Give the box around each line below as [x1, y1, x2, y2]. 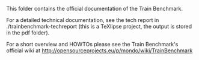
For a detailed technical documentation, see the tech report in [6, 17, 159, 23]
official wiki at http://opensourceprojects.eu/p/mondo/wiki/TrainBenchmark [6, 47, 193, 54]
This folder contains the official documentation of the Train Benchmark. [6, 5, 183, 12]
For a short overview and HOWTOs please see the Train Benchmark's [6, 41, 179, 48]
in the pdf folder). [6, 29, 50, 36]
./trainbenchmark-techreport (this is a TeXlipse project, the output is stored [6, 23, 192, 30]
